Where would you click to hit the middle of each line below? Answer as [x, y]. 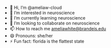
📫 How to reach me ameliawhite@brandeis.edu [58, 29]
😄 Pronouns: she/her [31, 36]
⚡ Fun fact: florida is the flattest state [47, 41]
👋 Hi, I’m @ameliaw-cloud [36, 8]
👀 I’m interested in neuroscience [42, 13]
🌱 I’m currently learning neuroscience [47, 18]
